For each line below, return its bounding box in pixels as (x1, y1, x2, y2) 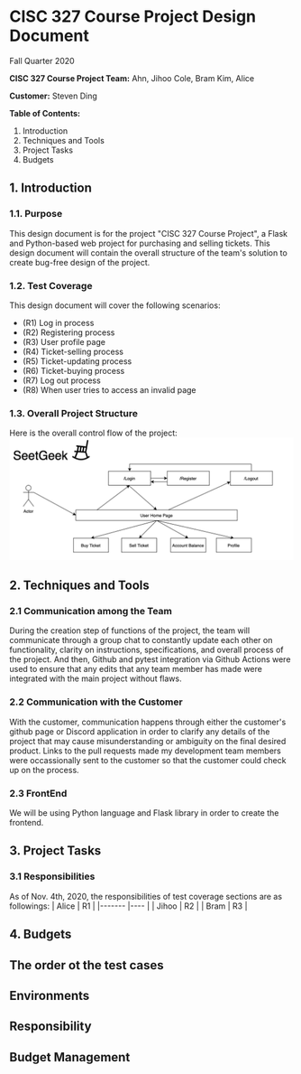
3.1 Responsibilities (9, 870, 96, 883)
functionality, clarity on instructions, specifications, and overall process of (9, 644, 284, 656)
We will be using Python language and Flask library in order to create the (9, 808, 279, 818)
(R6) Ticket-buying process (22, 365, 125, 376)
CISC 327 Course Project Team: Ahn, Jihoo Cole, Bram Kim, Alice (9, 72, 255, 83)
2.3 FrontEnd (9, 787, 68, 799)
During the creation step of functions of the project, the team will (9, 625, 251, 636)
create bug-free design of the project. (9, 257, 150, 267)
